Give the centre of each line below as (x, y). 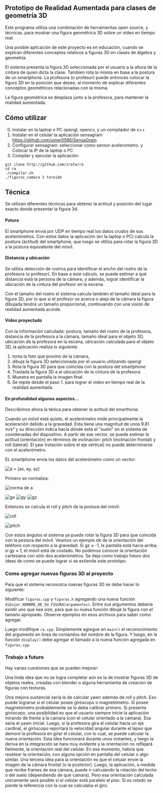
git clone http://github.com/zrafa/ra (44, 164)
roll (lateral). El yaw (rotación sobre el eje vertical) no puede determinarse (79, 445)
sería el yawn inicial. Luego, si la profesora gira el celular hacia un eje (74, 723)
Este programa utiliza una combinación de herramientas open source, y (77, 27)
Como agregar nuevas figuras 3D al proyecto (59, 574)
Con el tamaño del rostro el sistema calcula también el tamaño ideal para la (80, 294)
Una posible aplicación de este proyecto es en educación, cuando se (74, 47)
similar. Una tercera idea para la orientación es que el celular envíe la (74, 759)
